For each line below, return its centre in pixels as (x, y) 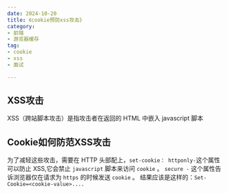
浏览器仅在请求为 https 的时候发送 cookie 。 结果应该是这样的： (104, 177)
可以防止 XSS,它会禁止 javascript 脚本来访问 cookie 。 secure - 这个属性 (111, 169)
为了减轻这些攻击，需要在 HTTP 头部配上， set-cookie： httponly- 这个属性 (114, 160)
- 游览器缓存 (23, 39)
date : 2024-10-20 (32, 13)
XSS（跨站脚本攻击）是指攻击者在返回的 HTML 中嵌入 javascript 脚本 (105, 119)
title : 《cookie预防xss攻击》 (46, 20)
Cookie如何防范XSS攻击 (59, 142)
